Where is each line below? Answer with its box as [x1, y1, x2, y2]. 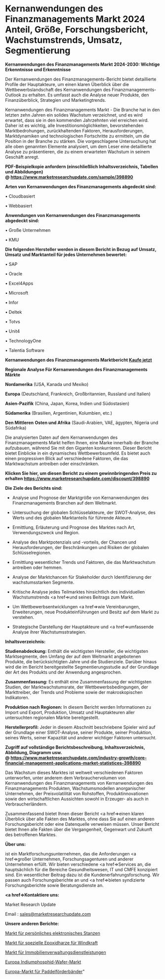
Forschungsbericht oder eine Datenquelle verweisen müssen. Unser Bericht [5, 821, 160, 827]
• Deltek [5, 309, 22, 315]
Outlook [5, 92, 21, 98]
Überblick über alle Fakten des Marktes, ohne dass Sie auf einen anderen [5, 816, 155, 822]
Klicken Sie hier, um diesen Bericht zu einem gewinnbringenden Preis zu [5, 470, 157, 476]
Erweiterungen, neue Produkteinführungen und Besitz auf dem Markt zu [12, 609, 160, 615]
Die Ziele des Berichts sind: [5, 485, 63, 491]
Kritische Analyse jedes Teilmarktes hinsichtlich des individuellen [12, 589, 145, 595]
